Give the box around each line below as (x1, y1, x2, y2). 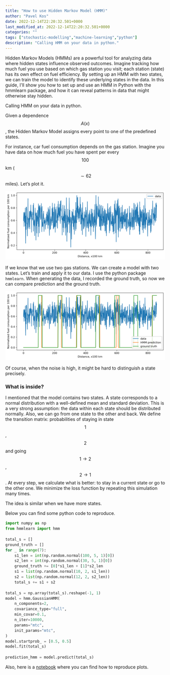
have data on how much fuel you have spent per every (5, 149, 119, 155)
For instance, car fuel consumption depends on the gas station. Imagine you (5, 143, 165, 149)
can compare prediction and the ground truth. (5, 281, 101, 287)
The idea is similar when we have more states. (5, 501, 102, 507)
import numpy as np (5, 521, 47, 526)
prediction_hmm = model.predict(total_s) (5, 655, 94, 660)
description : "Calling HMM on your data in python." (5, 41, 119, 46)
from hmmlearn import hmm (5, 526, 60, 531)
